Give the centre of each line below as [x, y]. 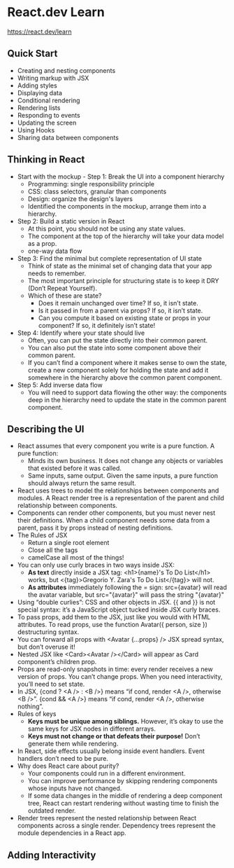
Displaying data [40, 92]
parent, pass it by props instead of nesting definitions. [95, 528]
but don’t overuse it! [46, 647]
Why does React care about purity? [68, 766]
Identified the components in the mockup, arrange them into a [117, 206]
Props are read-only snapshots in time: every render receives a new [115, 669]
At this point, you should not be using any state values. [107, 228]
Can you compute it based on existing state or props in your [124, 318]
